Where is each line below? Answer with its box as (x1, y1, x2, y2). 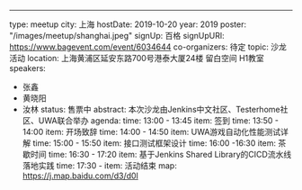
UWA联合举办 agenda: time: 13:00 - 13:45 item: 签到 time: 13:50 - (38, 115, 279, 126)
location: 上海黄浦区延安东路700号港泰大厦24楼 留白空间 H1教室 (26, 53, 265, 63)
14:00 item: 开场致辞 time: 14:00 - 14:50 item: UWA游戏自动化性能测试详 (22, 127, 289, 137)
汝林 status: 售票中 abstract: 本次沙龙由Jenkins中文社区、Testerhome (22, 104, 280, 114)
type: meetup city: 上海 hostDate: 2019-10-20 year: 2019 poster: (9, 19, 247, 30)
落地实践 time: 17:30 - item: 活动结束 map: (22, 160, 177, 171)
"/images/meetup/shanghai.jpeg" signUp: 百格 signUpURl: (9, 31, 225, 41)
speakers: (9, 63, 47, 73)
